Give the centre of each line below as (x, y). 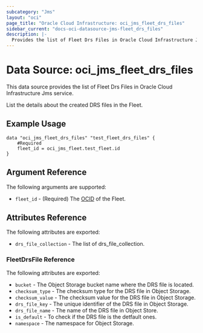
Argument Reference (47, 172)
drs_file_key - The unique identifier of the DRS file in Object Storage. (101, 304)
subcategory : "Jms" (31, 12)
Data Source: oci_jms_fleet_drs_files (100, 70)
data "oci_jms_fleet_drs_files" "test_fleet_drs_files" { (81, 138)
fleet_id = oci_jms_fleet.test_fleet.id (69, 148)
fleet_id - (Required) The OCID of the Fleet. (70, 199)
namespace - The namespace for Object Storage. (75, 323)
